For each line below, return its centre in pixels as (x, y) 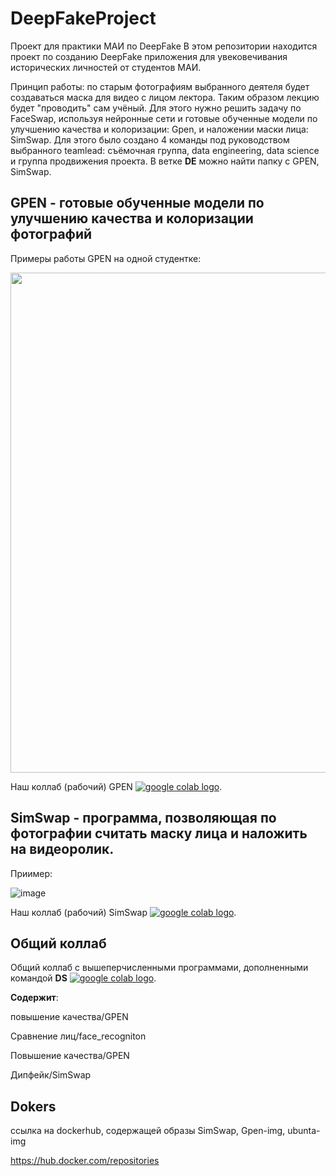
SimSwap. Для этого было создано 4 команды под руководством (150, 139)
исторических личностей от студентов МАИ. (106, 67)
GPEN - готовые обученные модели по (137, 203)
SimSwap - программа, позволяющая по (143, 818)
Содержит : (34, 998)
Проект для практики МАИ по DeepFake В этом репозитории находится (164, 46)
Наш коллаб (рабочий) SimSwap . (123, 912)
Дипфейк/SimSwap (51, 1075)
